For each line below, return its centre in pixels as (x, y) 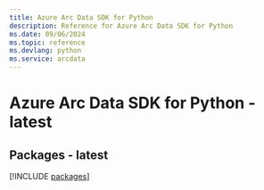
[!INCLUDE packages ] (49, 176)
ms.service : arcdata (48, 59)
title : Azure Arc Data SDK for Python (81, 17)
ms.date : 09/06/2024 (48, 34)
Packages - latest (59, 155)
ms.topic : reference (48, 42)
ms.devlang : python (45, 51)
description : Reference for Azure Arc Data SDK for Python (121, 26)
